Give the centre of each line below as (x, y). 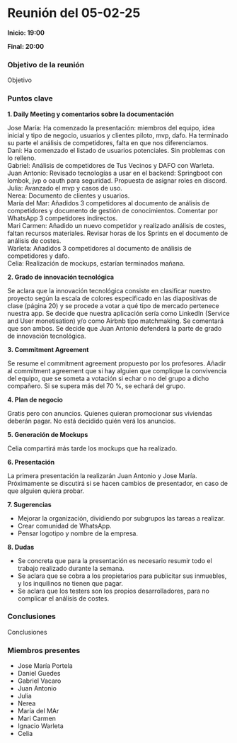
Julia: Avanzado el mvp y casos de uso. (65, 188)
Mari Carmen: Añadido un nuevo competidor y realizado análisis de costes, (117, 225)
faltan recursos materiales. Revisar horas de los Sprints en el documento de (118, 233)
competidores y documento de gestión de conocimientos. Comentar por (112, 210)
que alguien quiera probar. (46, 491)
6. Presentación (31, 462)
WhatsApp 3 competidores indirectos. (63, 218)
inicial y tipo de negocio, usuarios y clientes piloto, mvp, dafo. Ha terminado (118, 135)
